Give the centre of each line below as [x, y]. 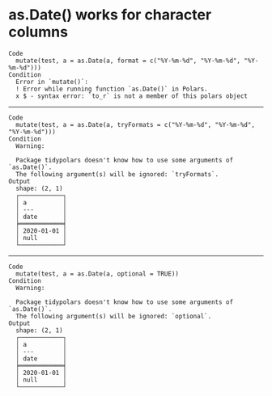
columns [38, 32]
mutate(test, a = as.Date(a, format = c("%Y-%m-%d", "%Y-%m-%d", [128, 61]
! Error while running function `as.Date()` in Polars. [112, 89]
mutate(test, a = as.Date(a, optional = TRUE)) [98, 274]
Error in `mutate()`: [52, 82]
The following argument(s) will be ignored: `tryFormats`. [117, 174]
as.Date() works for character [110, 15]
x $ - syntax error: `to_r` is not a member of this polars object [132, 96]
